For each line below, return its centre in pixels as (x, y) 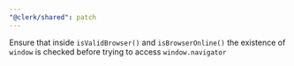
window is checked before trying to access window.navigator (118, 51)
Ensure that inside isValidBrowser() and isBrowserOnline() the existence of (147, 42)
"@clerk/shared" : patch (53, 17)
